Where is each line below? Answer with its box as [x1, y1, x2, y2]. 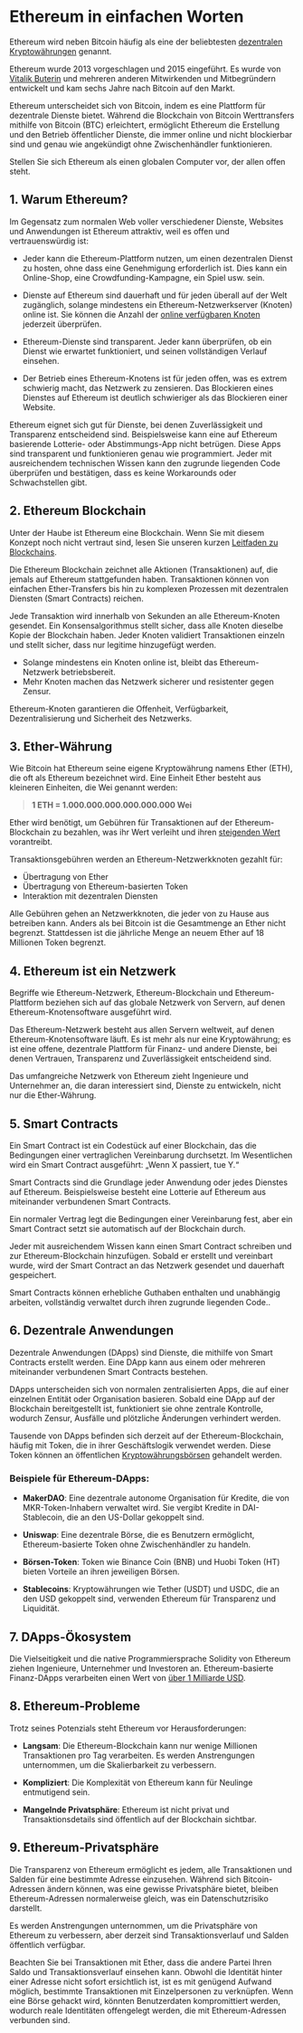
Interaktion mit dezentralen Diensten [22, 891, 158, 902]
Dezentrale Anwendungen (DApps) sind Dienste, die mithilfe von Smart [9, 1347, 273, 1358]
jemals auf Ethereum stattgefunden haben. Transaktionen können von [9, 573, 270, 585]
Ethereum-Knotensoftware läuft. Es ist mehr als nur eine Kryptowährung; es [9, 1034, 291, 1045]
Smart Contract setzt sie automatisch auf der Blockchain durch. [9, 1224, 246, 1234]
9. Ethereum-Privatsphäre [9, 1840, 159, 1856]
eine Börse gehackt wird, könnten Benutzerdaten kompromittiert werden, [9, 1995, 281, 2006]
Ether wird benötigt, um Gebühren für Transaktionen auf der [9, 817, 233, 828]
